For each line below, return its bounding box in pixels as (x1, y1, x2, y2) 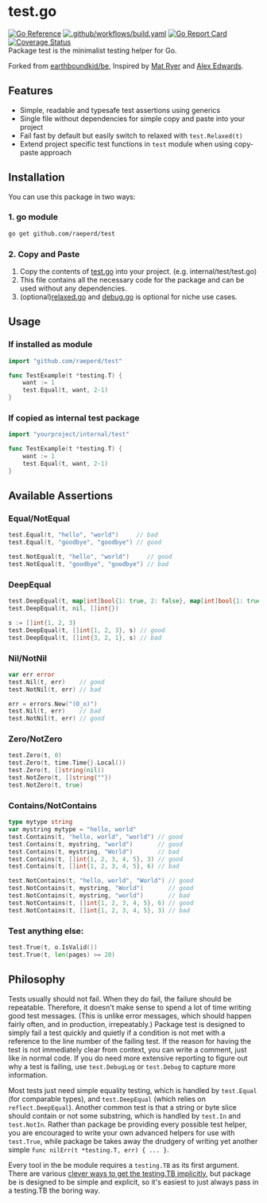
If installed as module (8, 339, 93, 350)
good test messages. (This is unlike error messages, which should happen (8, 1010, 252, 1021)
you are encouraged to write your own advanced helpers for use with (8, 1127, 235, 1137)
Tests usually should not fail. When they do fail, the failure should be (8, 994, 232, 1003)
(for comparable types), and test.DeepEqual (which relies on (8, 1094, 207, 1103)
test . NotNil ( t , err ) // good (8, 715, 105, 723)
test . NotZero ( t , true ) (8, 781, 83, 789)
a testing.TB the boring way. (8, 1185, 101, 1195)
